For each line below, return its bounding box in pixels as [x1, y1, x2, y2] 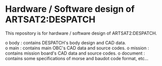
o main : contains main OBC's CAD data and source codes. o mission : [5, 45, 150, 51]
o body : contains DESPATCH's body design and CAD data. [5, 39, 126, 45]
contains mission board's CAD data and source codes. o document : [5, 50, 146, 56]
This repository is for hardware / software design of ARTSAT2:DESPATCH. [5, 30, 157, 36]
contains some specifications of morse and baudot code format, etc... [5, 55, 149, 61]
